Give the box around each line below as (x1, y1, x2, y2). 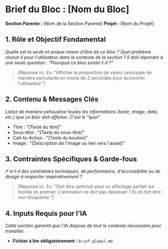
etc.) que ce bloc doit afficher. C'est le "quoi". (5, 114, 101, 120)
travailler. (5, 228, 25, 234)
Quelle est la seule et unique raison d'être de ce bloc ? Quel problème (5, 48, 152, 54)
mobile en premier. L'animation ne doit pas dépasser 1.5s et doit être (17, 189, 161, 195)
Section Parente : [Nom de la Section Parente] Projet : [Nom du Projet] (5, 20, 154, 26)
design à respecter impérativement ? (5, 174, 82, 180)
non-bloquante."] (17, 195, 54, 201)
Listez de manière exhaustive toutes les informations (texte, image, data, (5, 108, 159, 115)
